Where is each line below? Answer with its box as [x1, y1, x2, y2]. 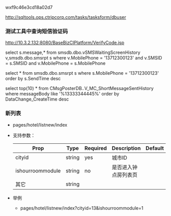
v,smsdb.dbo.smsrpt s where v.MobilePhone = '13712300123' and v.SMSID [5, 55, 162, 61]
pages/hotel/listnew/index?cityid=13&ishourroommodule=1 [20, 205, 144, 211]
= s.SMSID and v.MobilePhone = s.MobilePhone [5, 60, 106, 67]
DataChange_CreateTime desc [5, 96, 69, 102]
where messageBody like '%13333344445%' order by [5, 91, 120, 97]
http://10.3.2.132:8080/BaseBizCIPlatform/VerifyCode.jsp [5, 40, 125, 46]
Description [111, 144, 141, 151]
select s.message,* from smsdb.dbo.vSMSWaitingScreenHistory [5, 49, 141, 55]
